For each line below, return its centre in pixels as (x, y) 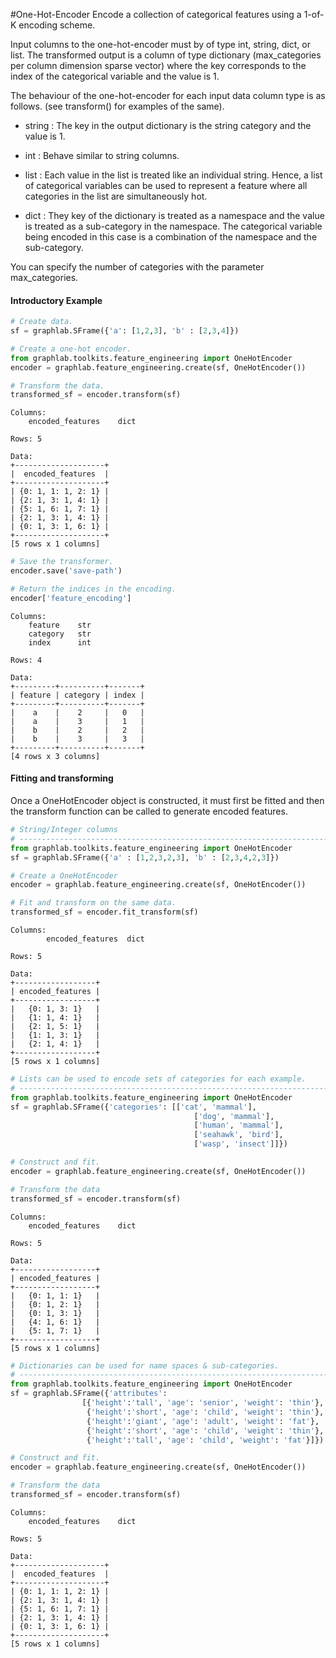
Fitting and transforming (62, 778)
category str (60, 634)
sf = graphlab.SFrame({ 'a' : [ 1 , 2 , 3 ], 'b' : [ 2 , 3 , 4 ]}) (125, 331)
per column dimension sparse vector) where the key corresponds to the (158, 65)
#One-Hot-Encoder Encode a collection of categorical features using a (156, 14)
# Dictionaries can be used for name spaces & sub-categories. (145, 1365)
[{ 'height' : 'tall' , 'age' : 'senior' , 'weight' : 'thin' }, (203, 1403)
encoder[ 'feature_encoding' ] (71, 598)
